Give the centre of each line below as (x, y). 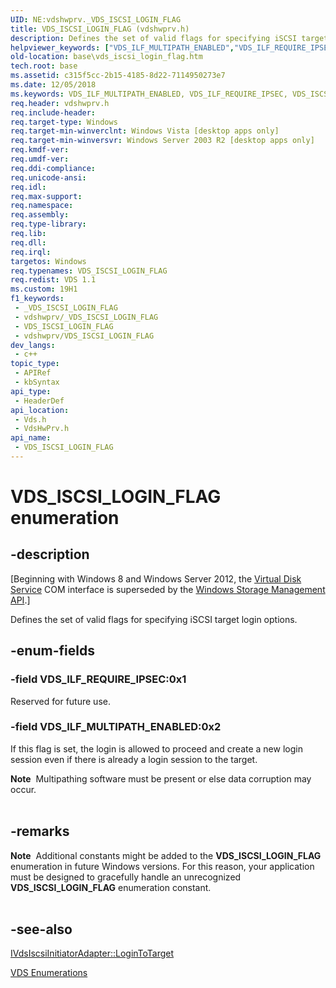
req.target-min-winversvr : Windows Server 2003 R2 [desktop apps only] (162, 141)
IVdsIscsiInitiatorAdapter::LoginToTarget (92, 953)
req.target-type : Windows (64, 122)
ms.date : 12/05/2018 (53, 85)
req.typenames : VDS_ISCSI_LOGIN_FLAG (89, 271)
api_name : (31, 438)
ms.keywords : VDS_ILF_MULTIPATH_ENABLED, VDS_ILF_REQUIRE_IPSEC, (149, 94)
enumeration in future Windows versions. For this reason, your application (162, 866)
